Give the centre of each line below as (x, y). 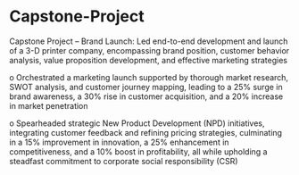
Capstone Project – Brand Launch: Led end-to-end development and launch (149, 41)
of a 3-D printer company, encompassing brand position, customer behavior (149, 50)
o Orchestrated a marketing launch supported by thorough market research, (149, 77)
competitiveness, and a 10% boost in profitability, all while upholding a (138, 151)
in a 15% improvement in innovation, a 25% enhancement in (119, 142)
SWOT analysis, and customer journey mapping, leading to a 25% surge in (146, 87)
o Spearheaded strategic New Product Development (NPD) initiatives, (137, 123)
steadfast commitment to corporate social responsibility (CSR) (124, 161)
